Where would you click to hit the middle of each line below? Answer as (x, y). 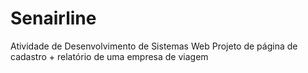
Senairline (53, 18)
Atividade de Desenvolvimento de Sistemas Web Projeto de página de (154, 46)
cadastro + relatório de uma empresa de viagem (109, 56)
